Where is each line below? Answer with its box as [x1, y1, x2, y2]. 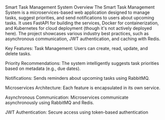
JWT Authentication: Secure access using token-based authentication [5, 109, 149, 115]
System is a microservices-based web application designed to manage [5, 9, 150, 15]
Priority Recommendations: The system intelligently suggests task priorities [5, 60, 160, 66]
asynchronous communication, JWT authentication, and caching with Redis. [5, 36, 161, 42]
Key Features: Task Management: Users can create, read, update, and [5, 46, 148, 51]
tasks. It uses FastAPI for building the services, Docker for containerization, [5, 20, 159, 26]
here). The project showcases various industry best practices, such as [5, 31, 149, 36]
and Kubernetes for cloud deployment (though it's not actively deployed [5, 25, 152, 31]
